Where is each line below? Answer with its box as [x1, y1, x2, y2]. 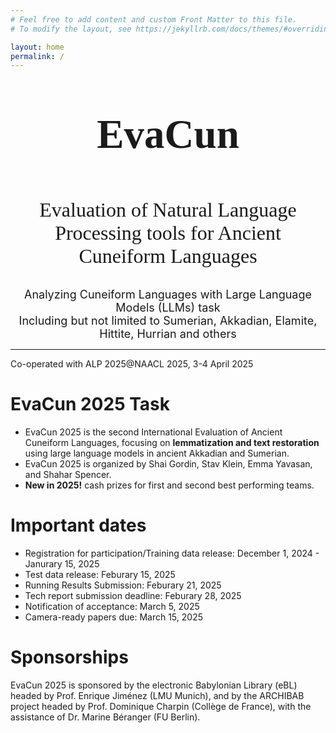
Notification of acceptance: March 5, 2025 [24, 601, 200, 613]
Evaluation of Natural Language [39, 198, 297, 222]
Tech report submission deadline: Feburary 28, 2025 [24, 590, 242, 602]
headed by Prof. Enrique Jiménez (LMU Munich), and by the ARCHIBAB [10, 690, 305, 702]
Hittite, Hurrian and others [99, 327, 237, 341]
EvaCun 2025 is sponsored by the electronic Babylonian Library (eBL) [10, 679, 298, 691]
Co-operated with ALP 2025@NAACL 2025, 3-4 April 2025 [10, 358, 254, 370]
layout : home [10, 42, 65, 52]
